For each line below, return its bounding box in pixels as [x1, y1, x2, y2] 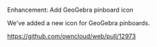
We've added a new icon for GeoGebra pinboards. [7, 19, 150, 27]
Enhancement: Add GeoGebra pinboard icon [7, 6, 133, 14]
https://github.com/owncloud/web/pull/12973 [7, 32, 136, 40]
